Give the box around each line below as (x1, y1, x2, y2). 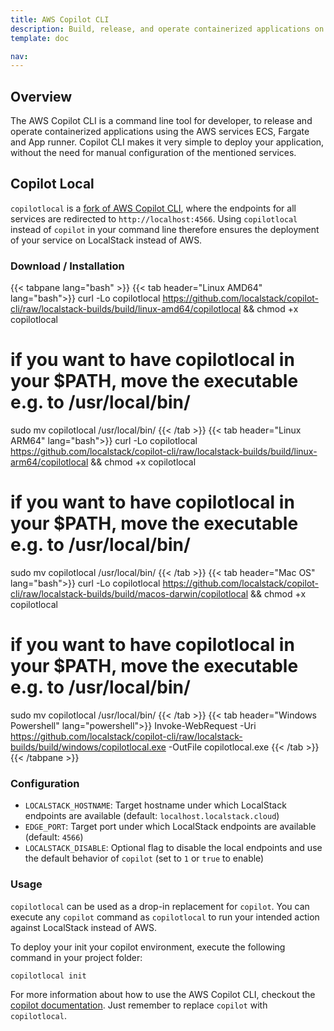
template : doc (10, 33, 70, 43)
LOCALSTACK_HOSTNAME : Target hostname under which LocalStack (24, 799, 287, 811)
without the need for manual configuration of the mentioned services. (10, 147, 297, 159)
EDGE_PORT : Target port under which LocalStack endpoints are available (24, 821, 317, 833)
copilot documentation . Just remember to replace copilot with (10, 999, 268, 1011)
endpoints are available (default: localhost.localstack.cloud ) (24, 810, 280, 822)
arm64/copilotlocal (10, 456, 89, 468)
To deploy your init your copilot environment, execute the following (10, 941, 286, 953)
